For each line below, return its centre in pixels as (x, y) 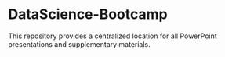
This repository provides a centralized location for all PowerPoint (112, 36)
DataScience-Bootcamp (88, 14)
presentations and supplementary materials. (79, 44)
